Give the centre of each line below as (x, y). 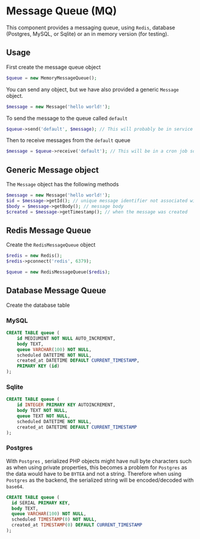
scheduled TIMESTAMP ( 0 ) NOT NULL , (54, 520)
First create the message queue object (54, 67)
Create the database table (38, 305)
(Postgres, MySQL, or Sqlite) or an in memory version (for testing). (87, 33)
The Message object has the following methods (62, 184)
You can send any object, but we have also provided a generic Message (93, 89)
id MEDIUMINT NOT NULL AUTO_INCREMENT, (66, 338)
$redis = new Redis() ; (34, 256)
